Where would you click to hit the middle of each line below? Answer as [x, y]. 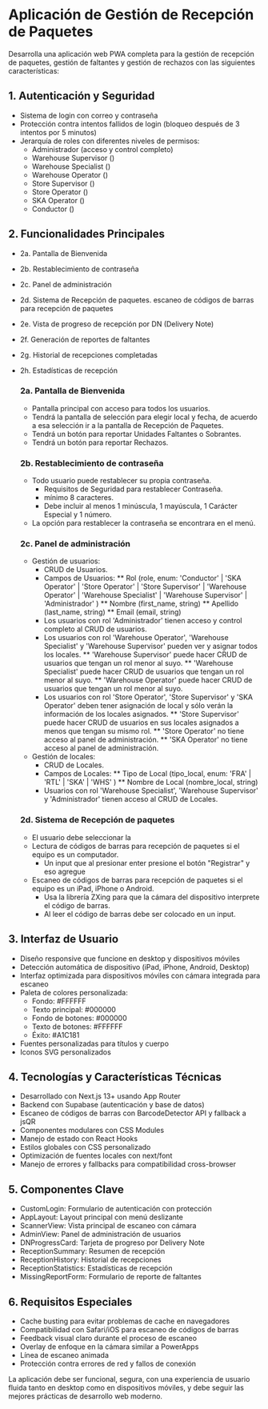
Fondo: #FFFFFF [59, 1001]
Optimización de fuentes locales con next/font [96, 1156]
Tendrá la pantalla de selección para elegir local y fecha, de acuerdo [144, 417]
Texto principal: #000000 [74, 1009]
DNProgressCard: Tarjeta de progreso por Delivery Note [112, 1243]
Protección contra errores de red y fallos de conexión [108, 1363]
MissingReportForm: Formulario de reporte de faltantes [110, 1277]
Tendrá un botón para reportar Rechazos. [100, 442]
